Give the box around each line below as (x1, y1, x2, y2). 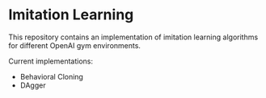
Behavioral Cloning (19, 71, 83, 81)
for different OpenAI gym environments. (8, 40, 141, 50)
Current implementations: (8, 56, 94, 66)
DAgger (19, 80, 46, 90)
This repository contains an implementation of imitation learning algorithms (8, 32, 259, 42)
